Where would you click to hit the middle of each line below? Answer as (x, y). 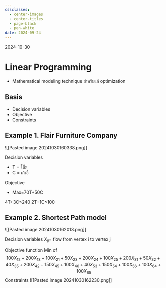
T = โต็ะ (20, 167)
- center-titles (26, 19)
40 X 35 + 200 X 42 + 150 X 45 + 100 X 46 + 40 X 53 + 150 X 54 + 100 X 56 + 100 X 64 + (83, 265)
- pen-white (22, 28)
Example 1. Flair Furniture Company (61, 136)
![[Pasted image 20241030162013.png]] (46, 230)
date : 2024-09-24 (23, 33)
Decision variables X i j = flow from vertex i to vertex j (58, 240)
